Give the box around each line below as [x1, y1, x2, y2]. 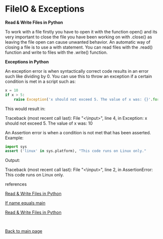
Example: [5, 135, 24, 141]
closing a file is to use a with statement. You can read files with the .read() [5, 44, 153, 50]
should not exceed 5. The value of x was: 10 [5, 120, 93, 126]
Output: [5, 158, 20, 163]
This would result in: [5, 106, 46, 112]
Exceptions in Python [5, 59, 49, 64]
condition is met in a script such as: [5, 79, 76, 84]
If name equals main [5, 200, 46, 206]
